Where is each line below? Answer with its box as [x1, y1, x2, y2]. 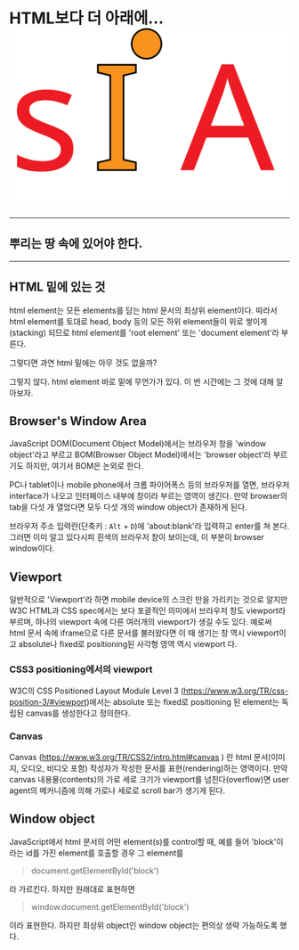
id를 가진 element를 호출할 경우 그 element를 [25, 848, 184, 858]
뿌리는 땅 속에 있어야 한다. [9, 236, 143, 251]
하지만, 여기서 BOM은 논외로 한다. [25, 461, 144, 471]
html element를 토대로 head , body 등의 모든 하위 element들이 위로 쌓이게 [9, 315, 268, 326]
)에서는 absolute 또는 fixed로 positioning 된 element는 [85, 696, 280, 707]
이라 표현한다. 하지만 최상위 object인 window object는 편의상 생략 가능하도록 [9, 920, 279, 930]
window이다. [9, 543, 55, 553]
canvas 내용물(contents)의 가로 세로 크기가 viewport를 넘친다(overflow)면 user [9, 774, 289, 784]
